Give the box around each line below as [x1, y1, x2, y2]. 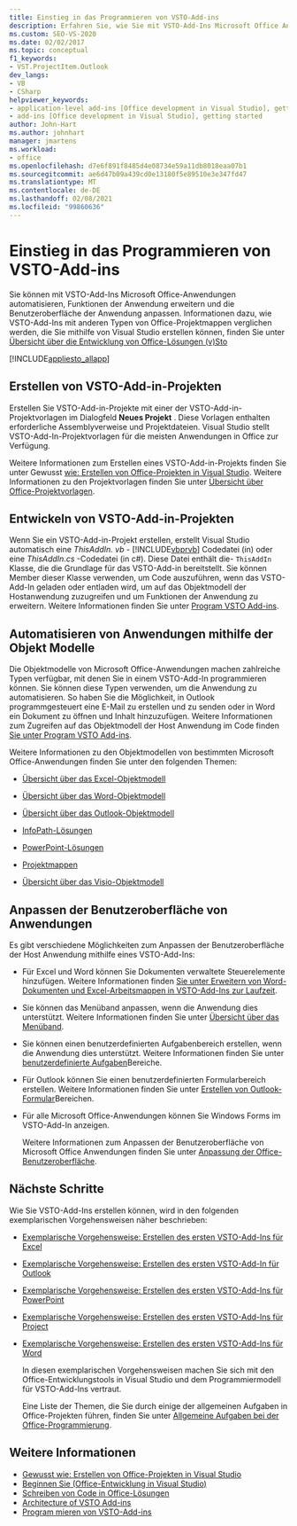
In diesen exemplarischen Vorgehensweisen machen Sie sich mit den [21, 1365, 275, 1375]
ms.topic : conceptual [9, 46, 89, 55]
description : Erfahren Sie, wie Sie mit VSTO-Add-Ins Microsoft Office [9, 21, 278, 30]
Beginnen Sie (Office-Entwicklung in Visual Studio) [21, 1478, 208, 1489]
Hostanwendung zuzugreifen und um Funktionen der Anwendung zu [9, 591, 259, 602]
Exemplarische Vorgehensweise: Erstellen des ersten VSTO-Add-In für [21, 1258, 280, 1269]
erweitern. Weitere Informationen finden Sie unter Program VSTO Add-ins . [9, 600, 279, 612]
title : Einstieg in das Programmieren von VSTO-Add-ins [9, 12, 219, 22]
